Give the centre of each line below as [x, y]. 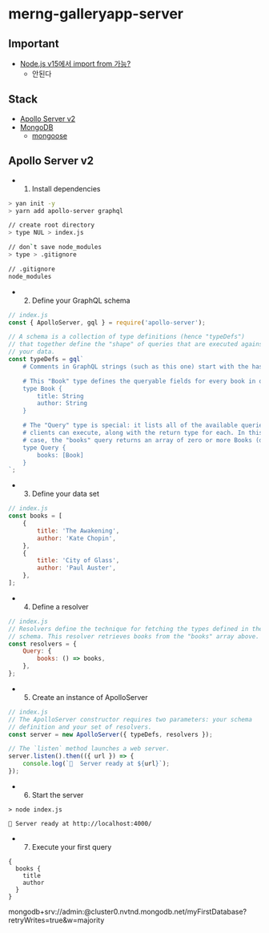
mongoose [50, 135]
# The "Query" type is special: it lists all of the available [130, 425]
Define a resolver [60, 606]
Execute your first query [72, 847]
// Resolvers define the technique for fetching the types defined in [128, 629]
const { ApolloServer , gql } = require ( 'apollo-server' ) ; [107, 322]
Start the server [58, 794]
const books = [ [35, 516]
